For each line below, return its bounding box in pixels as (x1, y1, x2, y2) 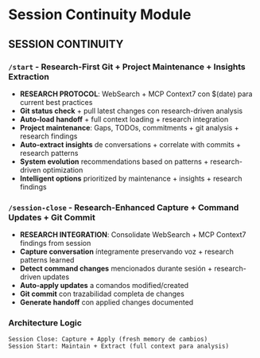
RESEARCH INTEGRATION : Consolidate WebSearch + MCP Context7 (19, 230, 246, 239)
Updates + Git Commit (8, 212, 95, 223)
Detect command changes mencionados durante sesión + (19, 264, 213, 274)
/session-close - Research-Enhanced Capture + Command (8, 201, 239, 212)
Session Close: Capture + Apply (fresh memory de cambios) (8, 336, 208, 344)
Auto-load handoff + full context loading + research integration (19, 114, 229, 124)
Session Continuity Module (8, 6, 192, 24)
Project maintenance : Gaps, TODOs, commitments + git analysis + (19, 123, 239, 132)
